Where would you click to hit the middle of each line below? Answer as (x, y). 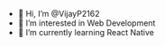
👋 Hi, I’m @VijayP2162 (59, 14)
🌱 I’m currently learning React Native (86, 32)
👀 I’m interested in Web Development (87, 23)
